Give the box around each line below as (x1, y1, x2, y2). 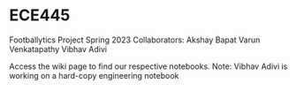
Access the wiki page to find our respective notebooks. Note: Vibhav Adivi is (9, 61, 288, 71)
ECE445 (9, 5, 71, 26)
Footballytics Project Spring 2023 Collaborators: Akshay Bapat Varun (9, 34, 261, 45)
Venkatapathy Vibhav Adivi (9, 43, 108, 54)
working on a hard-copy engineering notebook (9, 70, 179, 80)
